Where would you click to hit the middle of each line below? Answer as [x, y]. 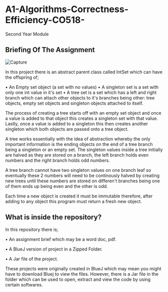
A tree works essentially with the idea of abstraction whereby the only [78, 139]
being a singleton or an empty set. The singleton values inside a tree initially [84, 150]
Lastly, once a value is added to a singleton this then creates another [77, 124]
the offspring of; [22, 77]
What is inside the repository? [53, 217]
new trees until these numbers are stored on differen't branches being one [83, 181]
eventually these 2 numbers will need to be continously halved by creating [82, 175]
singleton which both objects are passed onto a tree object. [67, 129]
